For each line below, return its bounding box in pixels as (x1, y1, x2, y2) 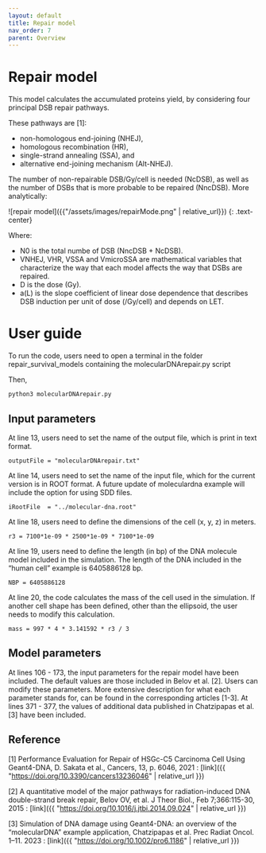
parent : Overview (8, 33, 66, 42)
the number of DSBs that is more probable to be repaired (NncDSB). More (8, 183, 249, 193)
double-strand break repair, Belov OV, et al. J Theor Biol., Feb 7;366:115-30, (8, 795, 256, 804)
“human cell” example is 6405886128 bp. (8, 563, 144, 573)
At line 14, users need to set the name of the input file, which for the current (8, 470, 256, 480)
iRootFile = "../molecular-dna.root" (8, 503, 137, 511)
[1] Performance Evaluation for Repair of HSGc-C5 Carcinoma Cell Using (8, 754, 245, 764)
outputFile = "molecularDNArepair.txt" (8, 457, 141, 465)
